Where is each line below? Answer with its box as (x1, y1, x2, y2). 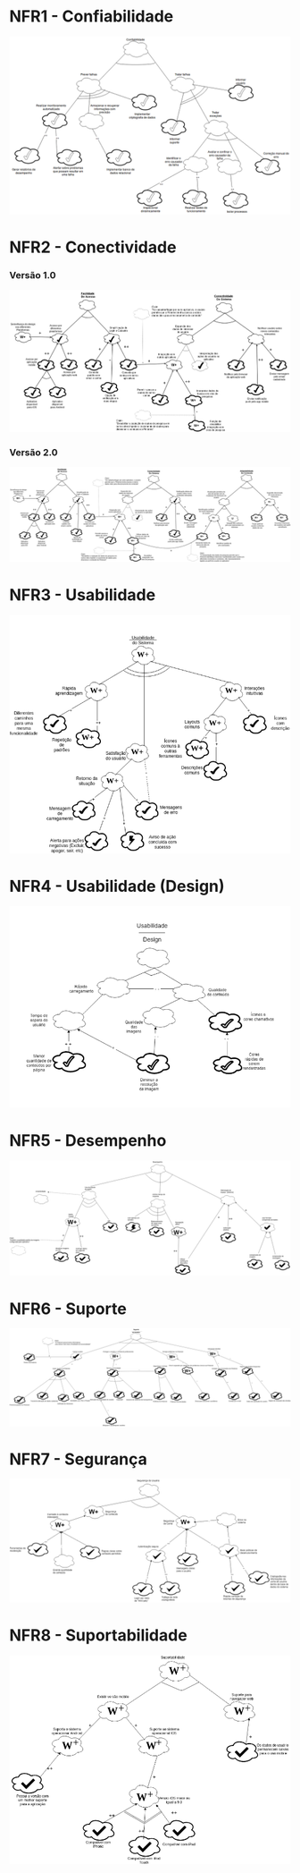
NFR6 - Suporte (9, 1299, 127, 1318)
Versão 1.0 (9, 269, 56, 281)
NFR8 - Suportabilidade (9, 1625, 187, 1646)
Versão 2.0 (9, 445, 58, 458)
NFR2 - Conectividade (9, 237, 177, 258)
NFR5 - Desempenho (9, 1130, 167, 1150)
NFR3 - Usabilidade (9, 585, 156, 606)
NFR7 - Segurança (9, 1449, 147, 1469)
